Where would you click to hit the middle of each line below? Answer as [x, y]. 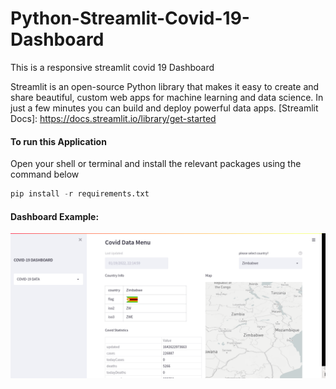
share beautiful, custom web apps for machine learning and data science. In [167, 97]
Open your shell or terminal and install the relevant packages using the [156, 164]
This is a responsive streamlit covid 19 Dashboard [112, 67]
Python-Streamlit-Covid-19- [130, 18]
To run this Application [58, 141]
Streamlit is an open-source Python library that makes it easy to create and [165, 86]
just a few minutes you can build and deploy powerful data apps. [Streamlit [164, 108]
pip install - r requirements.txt [80, 194]
